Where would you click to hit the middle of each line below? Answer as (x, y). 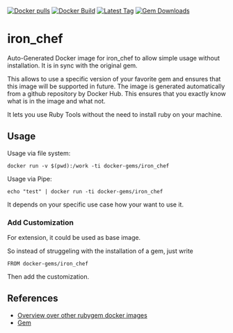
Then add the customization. (48, 277)
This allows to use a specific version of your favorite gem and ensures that (114, 79)
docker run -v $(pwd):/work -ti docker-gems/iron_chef (88, 166)
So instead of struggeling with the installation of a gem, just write (100, 251)
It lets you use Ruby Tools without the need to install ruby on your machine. (115, 114)
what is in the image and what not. (56, 101)
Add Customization (41, 222)
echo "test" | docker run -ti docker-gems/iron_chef (85, 191)
